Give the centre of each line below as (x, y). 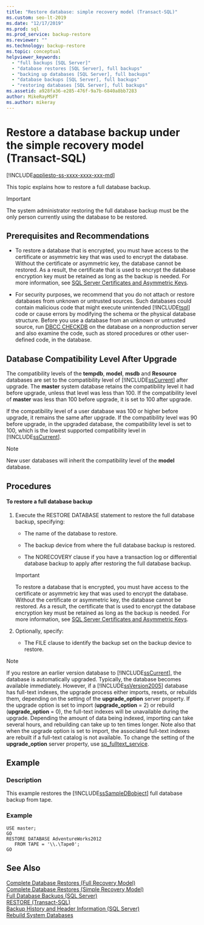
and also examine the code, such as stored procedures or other (94, 333)
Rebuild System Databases (40, 915)
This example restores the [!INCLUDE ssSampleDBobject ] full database (94, 793)
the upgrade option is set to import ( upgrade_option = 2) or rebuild (90, 705)
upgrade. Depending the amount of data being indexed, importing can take (100, 718)
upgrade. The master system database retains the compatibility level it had (100, 387)
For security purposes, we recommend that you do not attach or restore (105, 295)
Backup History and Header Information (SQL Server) (73, 909)
